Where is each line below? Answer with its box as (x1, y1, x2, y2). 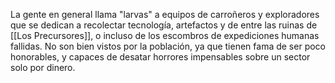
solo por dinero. (10, 62, 76, 73)
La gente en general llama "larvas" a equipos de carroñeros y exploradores (10, 9, 320, 20)
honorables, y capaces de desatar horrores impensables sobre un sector (10, 51, 311, 63)
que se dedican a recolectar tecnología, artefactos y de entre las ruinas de (10, 19, 318, 31)
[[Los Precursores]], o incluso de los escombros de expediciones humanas (10, 30, 320, 41)
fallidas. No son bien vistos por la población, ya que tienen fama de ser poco (10, 40, 326, 52)
